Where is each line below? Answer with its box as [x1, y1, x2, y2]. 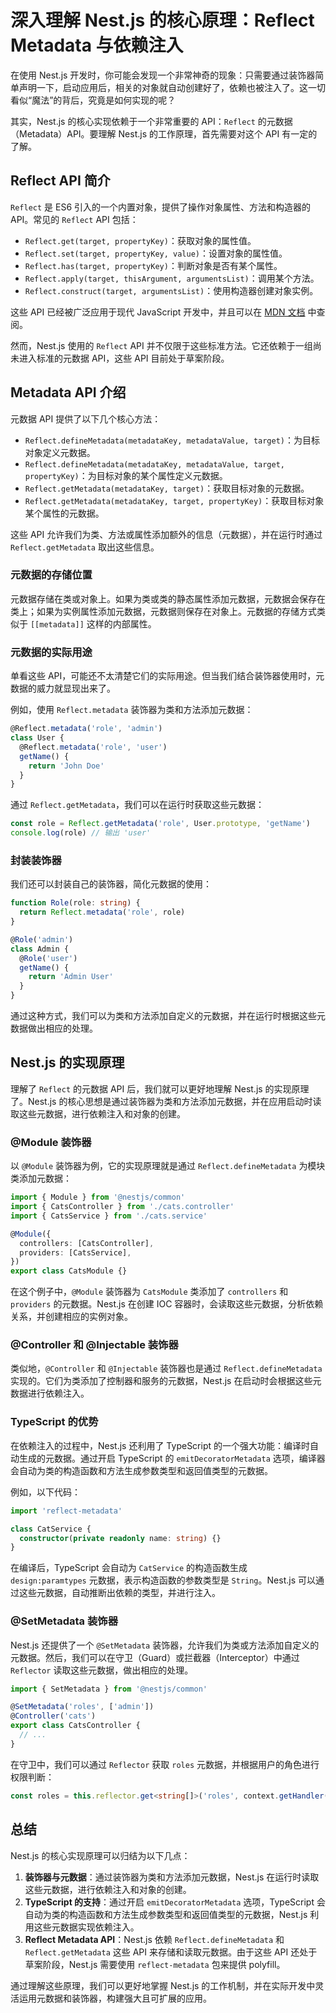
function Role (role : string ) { [10, 898, 141, 908]
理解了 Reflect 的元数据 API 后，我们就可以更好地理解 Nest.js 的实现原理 [10, 1082, 310, 1095]
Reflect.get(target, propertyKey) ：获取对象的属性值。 [24, 234, 257, 246]
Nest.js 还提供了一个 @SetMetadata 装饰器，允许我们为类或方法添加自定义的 [10, 1639, 320, 1651]
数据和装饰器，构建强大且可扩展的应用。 [44, 1992, 212, 2004]
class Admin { [10, 944, 70, 954]
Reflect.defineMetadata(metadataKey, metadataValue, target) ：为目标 [24, 434, 321, 446]
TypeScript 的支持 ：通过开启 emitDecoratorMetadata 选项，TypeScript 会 [24, 1896, 326, 1908]
